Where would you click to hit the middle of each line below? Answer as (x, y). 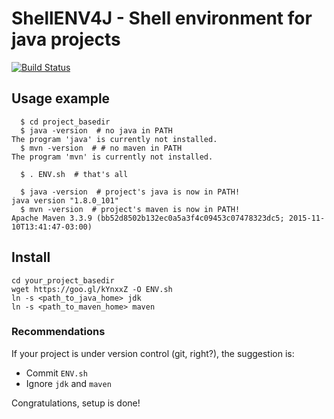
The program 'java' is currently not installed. (114, 139)
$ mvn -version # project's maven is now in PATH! (130, 209)
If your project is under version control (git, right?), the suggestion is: (153, 353)
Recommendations (58, 332)
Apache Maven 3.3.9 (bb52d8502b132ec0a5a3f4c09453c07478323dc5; (148, 218)
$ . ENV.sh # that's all (74, 174)
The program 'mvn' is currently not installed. (112, 157)
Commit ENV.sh (56, 373)
